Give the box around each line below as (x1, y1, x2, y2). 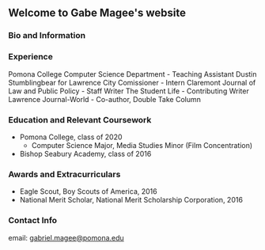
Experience (8, 51, 53, 62)
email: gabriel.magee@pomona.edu (8, 233, 124, 242)
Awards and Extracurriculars (8, 169, 121, 180)
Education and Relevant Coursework (8, 114, 152, 125)
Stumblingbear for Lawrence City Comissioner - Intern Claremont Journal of (8, 78, 256, 87)
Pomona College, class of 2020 (19, 132, 123, 142)
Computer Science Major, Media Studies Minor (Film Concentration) (31, 140, 253, 150)
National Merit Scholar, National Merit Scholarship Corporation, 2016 (19, 195, 244, 205)
